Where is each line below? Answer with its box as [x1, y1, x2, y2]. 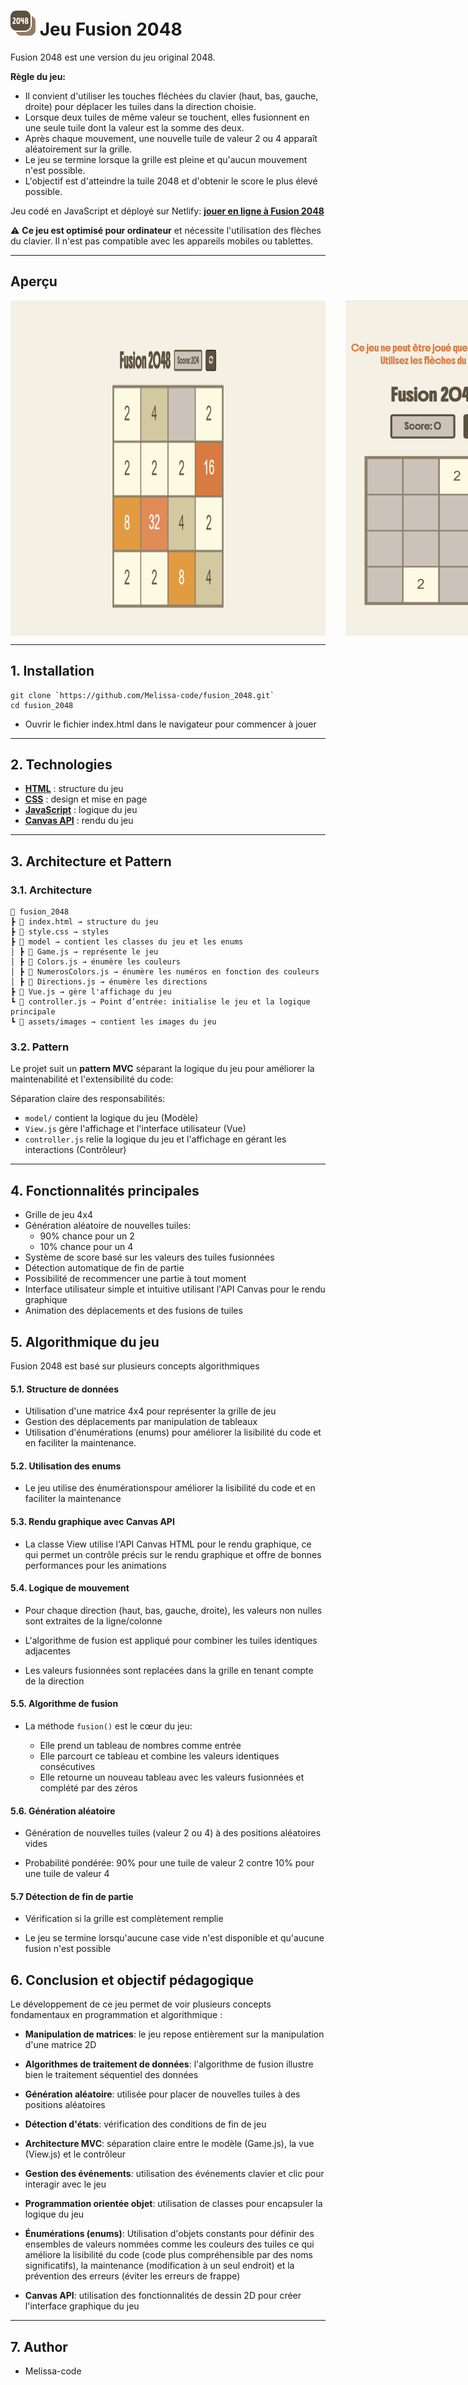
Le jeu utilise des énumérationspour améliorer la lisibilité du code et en [24, 1482, 316, 1494]
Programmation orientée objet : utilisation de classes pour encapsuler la [24, 2198, 323, 2210]
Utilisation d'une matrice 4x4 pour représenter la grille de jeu [24, 1405, 277, 1417]
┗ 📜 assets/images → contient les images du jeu [10, 1017, 217, 1027]
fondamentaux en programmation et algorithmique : [10, 2009, 223, 2021]
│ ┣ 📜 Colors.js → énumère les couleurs [10, 957, 182, 967]
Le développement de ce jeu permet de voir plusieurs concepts [10, 1998, 272, 2010]
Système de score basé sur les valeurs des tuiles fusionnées [24, 1251, 275, 1264]
